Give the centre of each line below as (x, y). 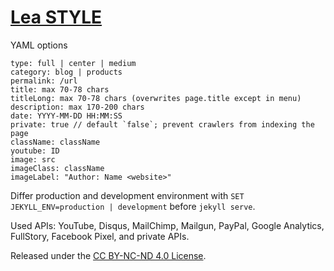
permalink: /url (44, 81)
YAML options (39, 45)
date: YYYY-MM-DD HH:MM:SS (66, 116)
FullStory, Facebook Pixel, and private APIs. (100, 236)
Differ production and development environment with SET (127, 195)
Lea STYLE (56, 17)
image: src (33, 159)
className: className (55, 142)
